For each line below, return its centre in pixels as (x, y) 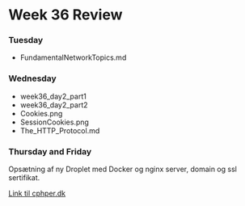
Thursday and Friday (50, 151)
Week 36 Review (65, 15)
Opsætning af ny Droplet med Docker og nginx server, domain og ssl (122, 169)
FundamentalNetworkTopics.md (73, 57)
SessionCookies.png (54, 122)
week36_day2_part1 (53, 96)
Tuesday (26, 40)
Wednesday (32, 78)
